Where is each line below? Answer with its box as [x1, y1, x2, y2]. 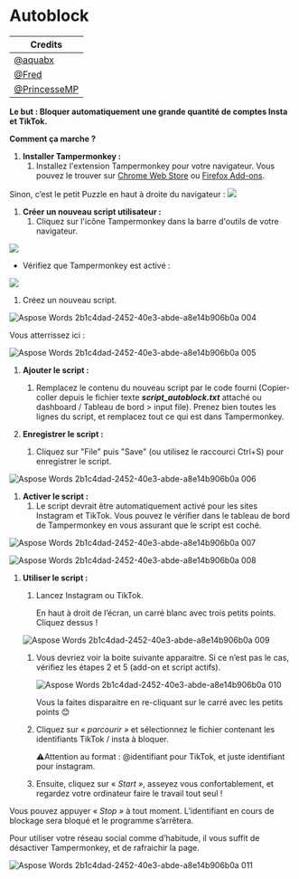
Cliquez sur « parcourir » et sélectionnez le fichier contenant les [35, 723, 276, 734]
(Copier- [258, 382, 291, 393]
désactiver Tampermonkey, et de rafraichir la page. [9, 842, 201, 853]
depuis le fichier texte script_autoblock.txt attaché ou [59, 391, 262, 403]
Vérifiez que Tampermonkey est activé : [22, 260, 171, 271]
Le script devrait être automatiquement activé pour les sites [35, 500, 258, 511]
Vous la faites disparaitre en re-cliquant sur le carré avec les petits [35, 696, 284, 707]
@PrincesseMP [14, 82, 79, 95]
